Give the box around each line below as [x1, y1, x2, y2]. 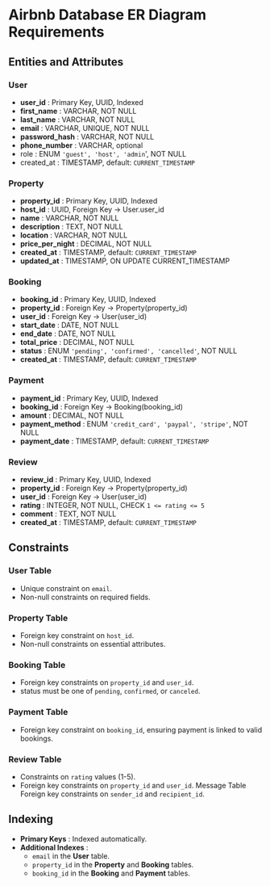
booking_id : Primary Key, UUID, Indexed [19, 295, 156, 304]
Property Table [8, 612, 69, 624]
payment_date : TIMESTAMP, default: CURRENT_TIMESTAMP [19, 436, 210, 446]
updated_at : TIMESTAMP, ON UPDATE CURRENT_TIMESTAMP [19, 256, 231, 266]
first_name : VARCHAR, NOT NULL [19, 106, 137, 115]
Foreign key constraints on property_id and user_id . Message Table [19, 780, 247, 790]
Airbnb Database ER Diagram [8, 6, 207, 24]
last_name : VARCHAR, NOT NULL [19, 115, 135, 124]
